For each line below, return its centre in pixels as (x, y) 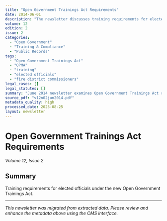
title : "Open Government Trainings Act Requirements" (62, 10)
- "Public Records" (30, 51)
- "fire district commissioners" (44, 79)
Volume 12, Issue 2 (24, 160)
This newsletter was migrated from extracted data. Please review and (77, 208)
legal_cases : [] (22, 84)
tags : (11, 56)
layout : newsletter (25, 112)
